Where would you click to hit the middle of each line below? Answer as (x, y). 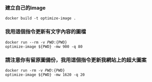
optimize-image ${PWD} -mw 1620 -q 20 (45, 75)
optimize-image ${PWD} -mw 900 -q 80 (44, 46)
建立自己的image (25, 7)
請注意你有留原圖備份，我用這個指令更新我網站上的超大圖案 (76, 60)
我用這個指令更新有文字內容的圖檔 (46, 32)
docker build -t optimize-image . (41, 18)
